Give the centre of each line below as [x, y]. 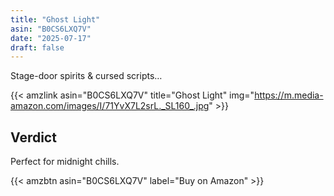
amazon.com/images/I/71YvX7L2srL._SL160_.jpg [110, 106]
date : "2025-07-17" [51, 38]
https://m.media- [289, 95]
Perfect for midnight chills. [65, 162]
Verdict [33, 137]
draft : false [37, 47]
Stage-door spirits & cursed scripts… [86, 76]
